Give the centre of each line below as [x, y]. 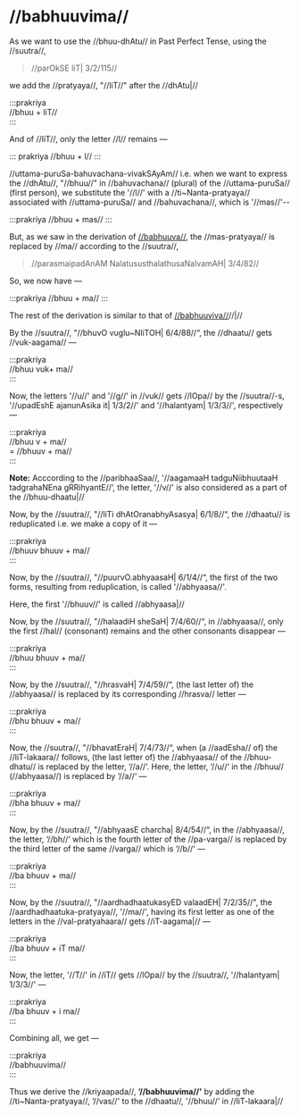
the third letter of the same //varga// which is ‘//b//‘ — [107, 848]
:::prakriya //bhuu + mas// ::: [61, 219]
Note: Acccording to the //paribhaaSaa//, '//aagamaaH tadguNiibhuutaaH [144, 478]
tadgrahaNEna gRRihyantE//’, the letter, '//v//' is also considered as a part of [148, 487]
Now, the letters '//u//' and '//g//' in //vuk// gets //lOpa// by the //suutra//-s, [147, 396]
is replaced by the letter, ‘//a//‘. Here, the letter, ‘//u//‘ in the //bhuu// [161, 767]
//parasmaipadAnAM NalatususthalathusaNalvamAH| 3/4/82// [145, 263]
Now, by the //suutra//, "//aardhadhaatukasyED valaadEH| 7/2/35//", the [141, 902]
